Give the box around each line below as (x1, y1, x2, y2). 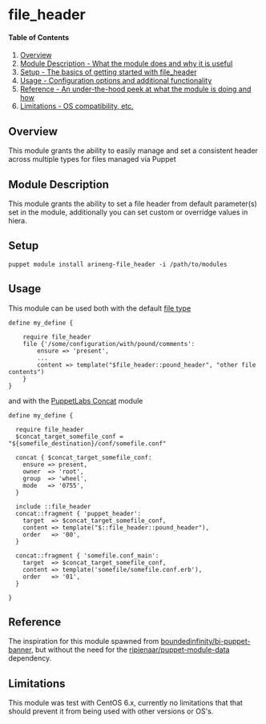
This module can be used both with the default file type (8, 303, 191, 313)
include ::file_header (15, 502, 91, 510)
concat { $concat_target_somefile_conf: (15, 453, 152, 461)
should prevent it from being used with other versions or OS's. (8, 706, 214, 716)
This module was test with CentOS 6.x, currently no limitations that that (8, 698, 243, 708)
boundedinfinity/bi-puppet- (160, 637, 251, 646)
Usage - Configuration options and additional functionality (19, 76, 212, 86)
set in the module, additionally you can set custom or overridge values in (8, 207, 248, 217)
